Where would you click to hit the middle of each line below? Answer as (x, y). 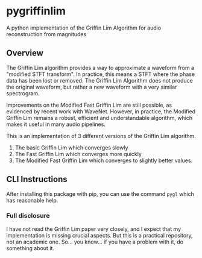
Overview (25, 53)
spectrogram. (23, 93)
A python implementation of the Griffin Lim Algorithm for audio (84, 28)
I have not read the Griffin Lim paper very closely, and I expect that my (94, 229)
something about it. (30, 248)
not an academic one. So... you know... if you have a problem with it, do (95, 242)
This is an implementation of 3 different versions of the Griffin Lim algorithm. (101, 136)
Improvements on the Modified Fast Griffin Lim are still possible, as (89, 105)
